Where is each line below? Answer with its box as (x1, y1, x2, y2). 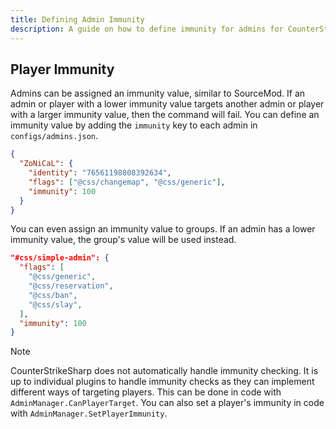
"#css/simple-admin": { (10, 253, 110, 263)
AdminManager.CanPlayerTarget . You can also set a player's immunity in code (10, 397, 325, 409)
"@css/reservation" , (28, 281, 114, 291)
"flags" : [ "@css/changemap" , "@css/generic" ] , (28, 177, 226, 187)
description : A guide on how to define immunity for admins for (10, 24, 284, 34)
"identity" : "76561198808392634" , (28, 168, 172, 178)
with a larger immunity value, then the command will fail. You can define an (10, 109, 320, 121)
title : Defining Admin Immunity (10, 14, 145, 25)
